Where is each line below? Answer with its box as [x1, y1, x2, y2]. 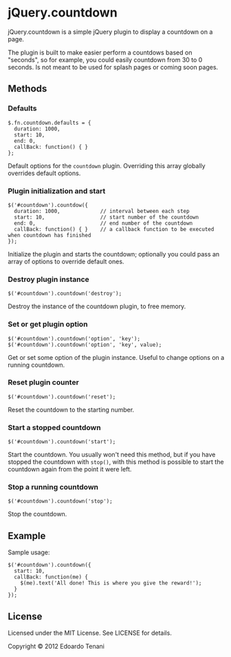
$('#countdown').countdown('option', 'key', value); [8, 341, 162, 348]
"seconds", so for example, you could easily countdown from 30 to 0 [8, 55, 203, 63]
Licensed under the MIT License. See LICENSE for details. [8, 629, 173, 637]
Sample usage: [8, 548, 50, 556]
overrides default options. [8, 169, 81, 177]
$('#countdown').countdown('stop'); [8, 498, 113, 505]
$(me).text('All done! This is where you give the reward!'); [20, 580, 202, 587]
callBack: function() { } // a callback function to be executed [14, 225, 214, 232]
